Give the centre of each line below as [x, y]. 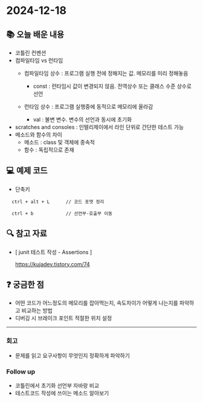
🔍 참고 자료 [27, 234]
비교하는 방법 [37, 310]
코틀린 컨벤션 [31, 53]
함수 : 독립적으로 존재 [49, 150]
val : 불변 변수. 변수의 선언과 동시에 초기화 [82, 119]
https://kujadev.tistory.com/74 [53, 264]
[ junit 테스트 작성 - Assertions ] [53, 252]
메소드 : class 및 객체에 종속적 [60, 142]
